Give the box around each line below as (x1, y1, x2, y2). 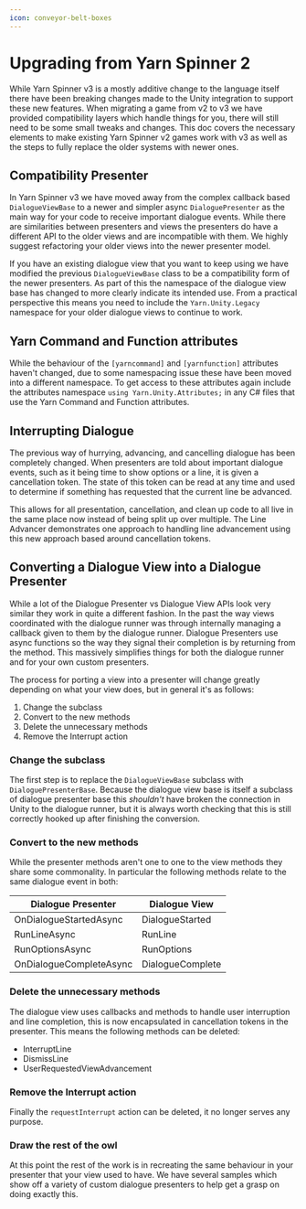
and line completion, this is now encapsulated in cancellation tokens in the (9, 1016, 290, 1027)
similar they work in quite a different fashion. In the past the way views (9, 607, 275, 618)
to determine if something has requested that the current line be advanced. (9, 487, 292, 497)
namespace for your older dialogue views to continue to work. (9, 307, 244, 318)
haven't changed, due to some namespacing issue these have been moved (9, 368, 292, 379)
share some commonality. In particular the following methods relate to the (9, 866, 287, 878)
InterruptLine (22, 1043, 72, 1054)
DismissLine (22, 1053, 69, 1064)
